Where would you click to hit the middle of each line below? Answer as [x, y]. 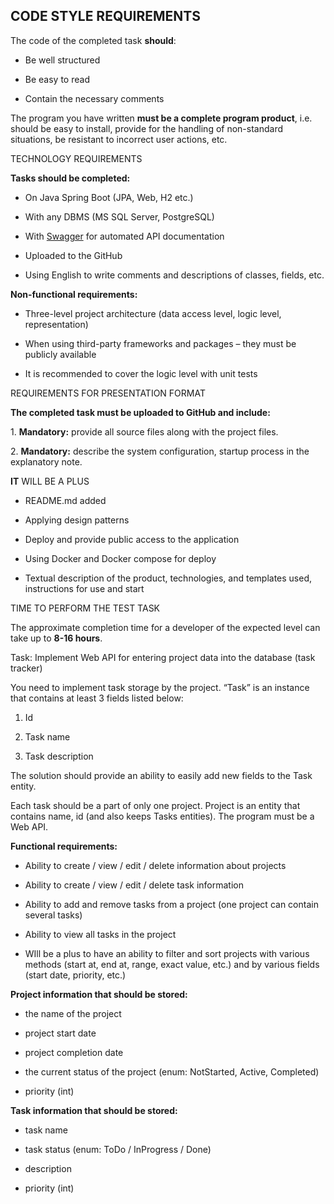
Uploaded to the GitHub [73, 255]
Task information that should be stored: [94, 1110]
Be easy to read [57, 79]
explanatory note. [46, 461]
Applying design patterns [77, 520]
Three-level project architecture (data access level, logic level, [153, 313]
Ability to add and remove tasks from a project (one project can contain [171, 904]
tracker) [26, 668]
